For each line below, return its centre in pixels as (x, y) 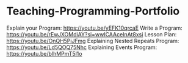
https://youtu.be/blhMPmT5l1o (44, 53)
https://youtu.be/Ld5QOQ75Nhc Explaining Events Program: (82, 47)
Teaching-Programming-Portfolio (93, 11)
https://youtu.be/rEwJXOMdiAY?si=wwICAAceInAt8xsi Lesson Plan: (92, 34)
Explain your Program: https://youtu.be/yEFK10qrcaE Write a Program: (95, 28)
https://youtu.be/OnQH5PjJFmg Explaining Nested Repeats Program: (93, 41)
